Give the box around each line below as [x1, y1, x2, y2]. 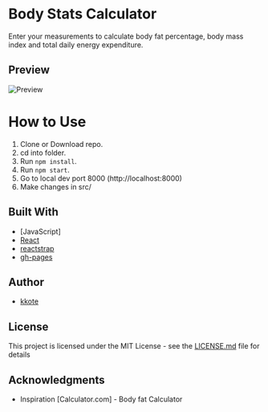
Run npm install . [19, 156, 78, 165]
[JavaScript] [19, 226, 62, 236]
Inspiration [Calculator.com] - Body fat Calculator [19, 394, 183, 404]
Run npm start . [19, 165, 70, 174]
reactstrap [19, 243, 55, 253]
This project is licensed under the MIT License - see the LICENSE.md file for [8, 341, 260, 351]
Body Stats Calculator [8, 5, 157, 23]
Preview [8, 63, 51, 77]
